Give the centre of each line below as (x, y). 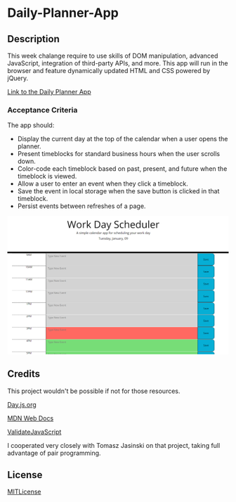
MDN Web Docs (31, 418)
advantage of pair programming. (54, 453)
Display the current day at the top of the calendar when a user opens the (123, 139)
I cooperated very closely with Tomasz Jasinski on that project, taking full (114, 445)
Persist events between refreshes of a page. (81, 206)
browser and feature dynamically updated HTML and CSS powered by (109, 71)
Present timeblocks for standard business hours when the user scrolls (118, 154)
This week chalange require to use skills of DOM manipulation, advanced (113, 56)
